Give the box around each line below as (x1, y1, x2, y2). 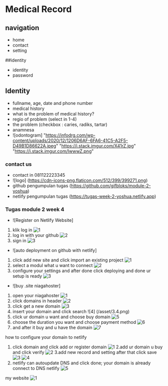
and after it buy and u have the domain (12, 325, 93, 331)
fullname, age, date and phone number (12, 100, 93, 106)
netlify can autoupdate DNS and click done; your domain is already (12, 360, 151, 366)
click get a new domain (12, 303, 61, 309)
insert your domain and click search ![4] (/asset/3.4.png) (12, 309, 130, 315)
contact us (5, 161, 32, 168)
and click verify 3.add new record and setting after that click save (12, 349, 157, 355)
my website (5, 375, 29, 381)
